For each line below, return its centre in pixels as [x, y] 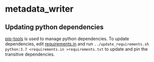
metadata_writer [39, 9]
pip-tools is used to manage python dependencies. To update [67, 39]
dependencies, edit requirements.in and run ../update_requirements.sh [77, 44]
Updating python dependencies [55, 27]
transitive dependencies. [30, 54]
